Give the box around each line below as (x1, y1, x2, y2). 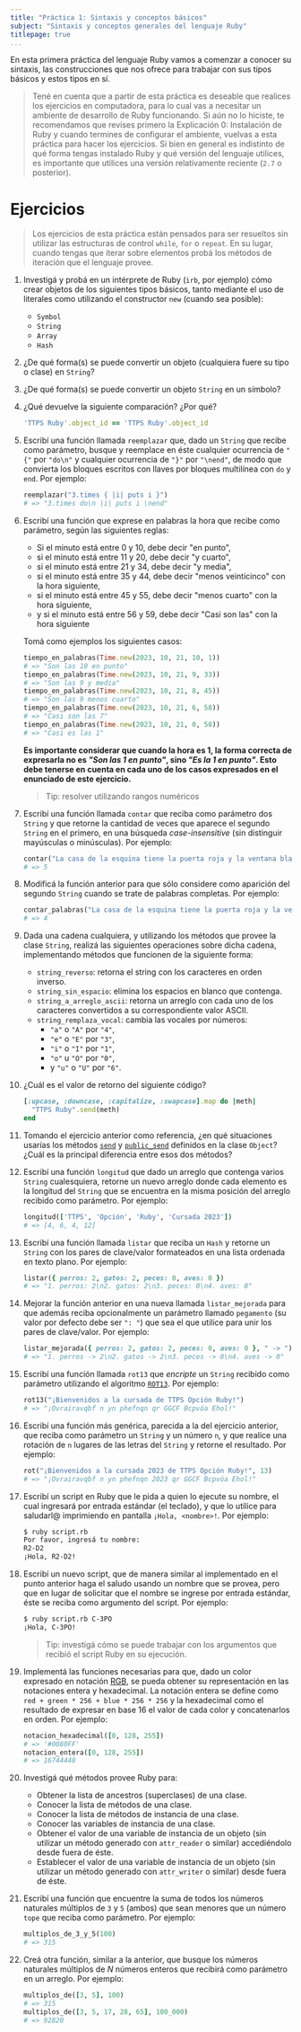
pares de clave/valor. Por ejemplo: (22, 1327, 150, 1338)
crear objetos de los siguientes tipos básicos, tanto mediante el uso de (22, 284, 285, 295)
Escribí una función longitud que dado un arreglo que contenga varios (22, 1166, 285, 1177)
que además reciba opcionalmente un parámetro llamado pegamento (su (22, 1308, 287, 1319)
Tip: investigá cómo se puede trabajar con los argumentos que (45, 1639, 277, 1649)
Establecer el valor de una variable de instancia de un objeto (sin (36, 1857, 276, 1868)
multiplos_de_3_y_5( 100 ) (22, 1930, 116, 1939)
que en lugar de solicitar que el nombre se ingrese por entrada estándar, (22, 1587, 291, 1599)
